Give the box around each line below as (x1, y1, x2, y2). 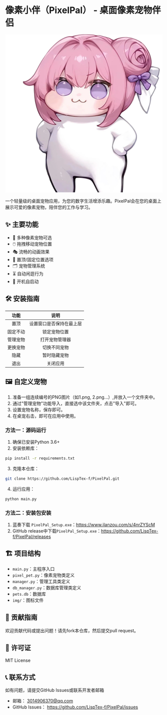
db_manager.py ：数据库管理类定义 (12, 585, 81, 591)
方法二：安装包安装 (5, 509, 51, 516)
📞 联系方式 (5, 673, 36, 681)
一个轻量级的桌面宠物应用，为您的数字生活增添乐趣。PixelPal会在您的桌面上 (5, 198, 161, 204)
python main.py (5, 496, 37, 501)
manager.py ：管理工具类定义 (12, 578, 70, 584)
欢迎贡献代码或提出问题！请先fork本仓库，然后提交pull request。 (5, 627, 139, 633)
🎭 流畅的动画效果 (12, 249, 50, 255)
